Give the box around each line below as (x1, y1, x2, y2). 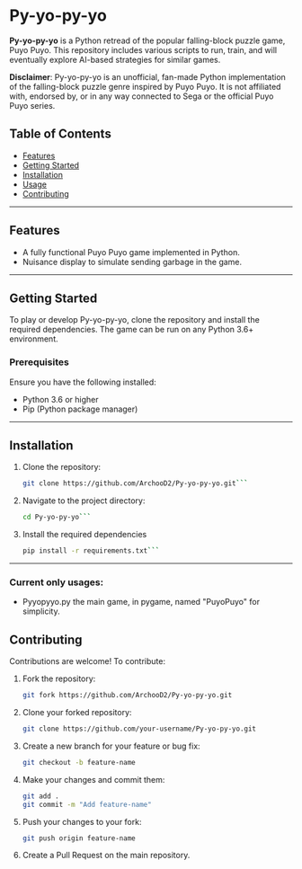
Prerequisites (9, 356, 69, 368)
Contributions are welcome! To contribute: (9, 656, 166, 667)
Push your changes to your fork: (22, 816, 142, 827)
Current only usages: (9, 576, 104, 589)
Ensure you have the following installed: (9, 377, 157, 387)
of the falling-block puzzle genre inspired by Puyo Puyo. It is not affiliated (9, 81, 281, 92)
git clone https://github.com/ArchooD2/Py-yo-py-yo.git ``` (22, 479, 249, 488)
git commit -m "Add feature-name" (22, 800, 152, 809)
